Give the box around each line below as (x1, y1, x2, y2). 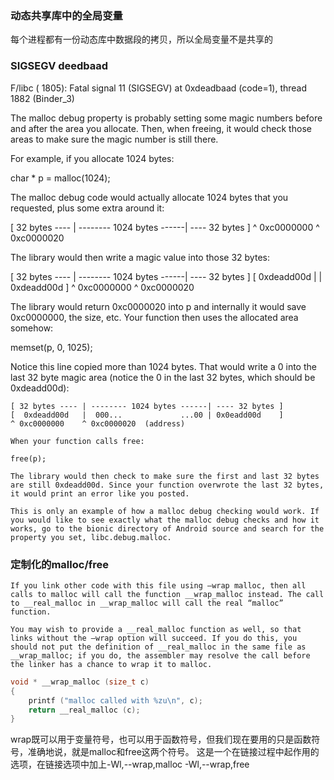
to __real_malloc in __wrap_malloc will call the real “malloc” (10, 598, 284, 608)
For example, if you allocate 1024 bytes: (10, 152, 175, 164)
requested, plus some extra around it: (10, 202, 165, 214)
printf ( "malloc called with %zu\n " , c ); (28, 695, 203, 706)
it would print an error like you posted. (10, 488, 190, 499)
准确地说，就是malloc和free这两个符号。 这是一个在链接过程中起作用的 (27, 746, 320, 758)
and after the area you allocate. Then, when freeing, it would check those (10, 122, 312, 134)
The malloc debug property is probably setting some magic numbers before (10, 112, 323, 124)
